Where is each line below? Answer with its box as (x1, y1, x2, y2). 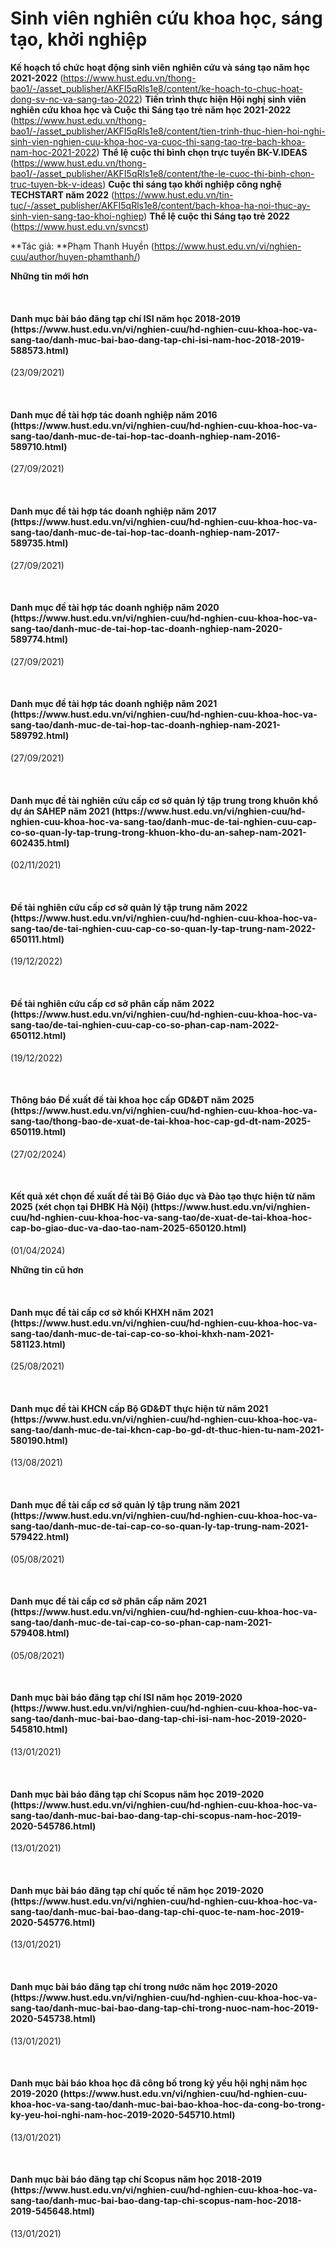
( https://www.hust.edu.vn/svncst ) (10, 220, 150, 232)
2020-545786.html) (10, 1820, 97, 1832)
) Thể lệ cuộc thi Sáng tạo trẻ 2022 (143, 210, 290, 222)
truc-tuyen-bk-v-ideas (10, 178, 103, 190)
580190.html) (10, 1434, 69, 1446)
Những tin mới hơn (10, 270, 89, 282)
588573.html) (10, 344, 69, 356)
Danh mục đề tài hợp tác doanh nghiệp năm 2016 (10, 408, 218, 421)
